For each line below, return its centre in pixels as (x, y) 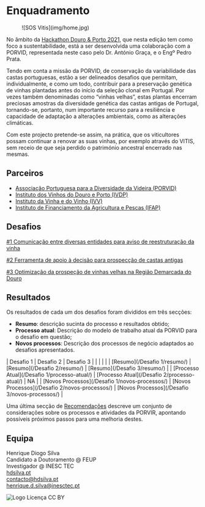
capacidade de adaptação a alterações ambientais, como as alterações (96, 116)
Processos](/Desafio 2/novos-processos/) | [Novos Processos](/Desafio (97, 388)
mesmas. (18, 154)
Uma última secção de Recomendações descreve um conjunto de (89, 406)
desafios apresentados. (45, 350)
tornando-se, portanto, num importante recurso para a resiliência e (91, 109)
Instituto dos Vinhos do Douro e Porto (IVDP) (72, 194)
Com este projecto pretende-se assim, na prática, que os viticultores (93, 135)
